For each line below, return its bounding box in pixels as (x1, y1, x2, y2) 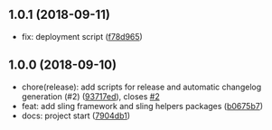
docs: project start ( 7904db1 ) (21, 110, 131, 121)
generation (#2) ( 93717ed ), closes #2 (21, 90, 160, 102)
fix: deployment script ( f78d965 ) (21, 31, 144, 42)
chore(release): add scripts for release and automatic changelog (21, 81, 262, 92)
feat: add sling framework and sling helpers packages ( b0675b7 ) (21, 100, 264, 111)
